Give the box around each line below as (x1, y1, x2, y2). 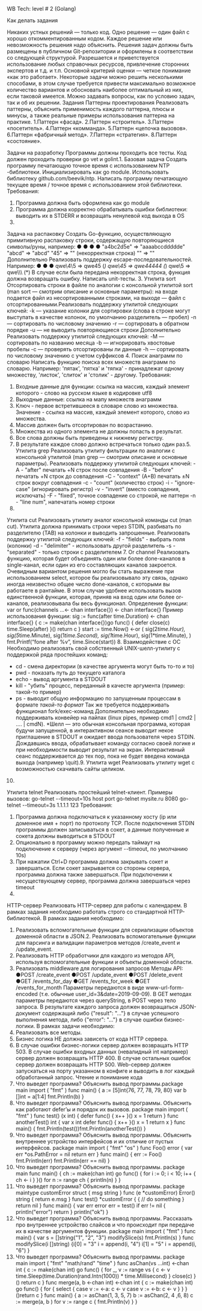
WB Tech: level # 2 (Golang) (7, 5, 77, 12)
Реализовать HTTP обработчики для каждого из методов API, (15, 952, 175, 959)
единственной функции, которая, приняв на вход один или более (7, 594, 175, 600)
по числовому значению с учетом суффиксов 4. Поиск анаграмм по (7, 352, 183, 359)
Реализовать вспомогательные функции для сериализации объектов (15, 926, 194, 933)
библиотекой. (7, 915, 42, 922)
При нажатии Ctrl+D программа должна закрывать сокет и (15, 858, 168, 865)
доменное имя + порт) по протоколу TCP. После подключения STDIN (15, 820, 195, 827)
